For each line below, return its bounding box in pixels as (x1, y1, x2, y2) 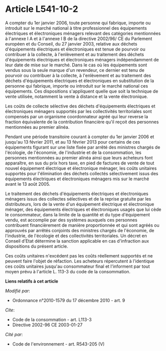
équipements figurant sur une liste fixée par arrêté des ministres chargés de (5, 144, 161, 150)
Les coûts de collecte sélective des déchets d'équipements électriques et (5, 103, 156, 109)
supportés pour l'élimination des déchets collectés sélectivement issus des (5, 170, 159, 176)
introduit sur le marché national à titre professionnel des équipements (5, 25, 147, 31)
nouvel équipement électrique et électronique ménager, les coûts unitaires (5, 165, 157, 171)
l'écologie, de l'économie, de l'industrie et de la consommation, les (5, 150, 142, 155)
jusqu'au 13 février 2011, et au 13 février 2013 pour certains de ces (5, 139, 140, 145)
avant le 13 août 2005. (5, 181, 51, 187)
